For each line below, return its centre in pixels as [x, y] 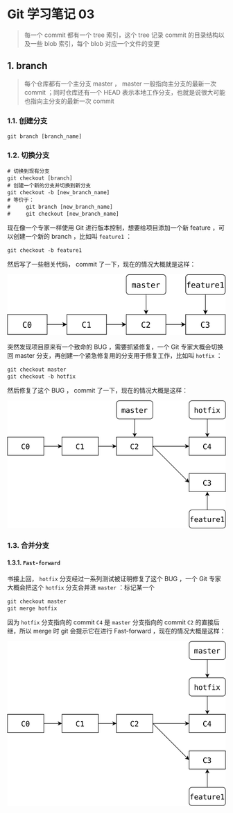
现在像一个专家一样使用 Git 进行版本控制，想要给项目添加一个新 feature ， [113, 228]
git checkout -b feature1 [44, 251]
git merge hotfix [32, 609]
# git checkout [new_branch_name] [63, 214]
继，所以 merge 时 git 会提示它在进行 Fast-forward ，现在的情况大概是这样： [116, 631]
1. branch [27, 66]
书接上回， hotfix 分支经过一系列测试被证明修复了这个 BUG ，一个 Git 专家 [114, 579]
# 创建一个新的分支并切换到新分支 [49, 186]
